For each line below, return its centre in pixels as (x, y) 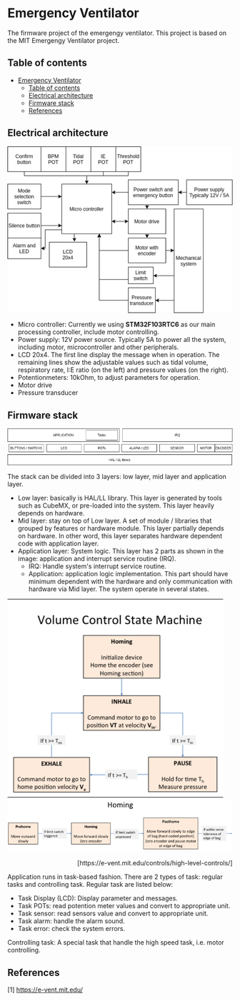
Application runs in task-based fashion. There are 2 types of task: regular (115, 877)
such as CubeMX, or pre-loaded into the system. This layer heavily (116, 505)
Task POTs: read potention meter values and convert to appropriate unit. (124, 906)
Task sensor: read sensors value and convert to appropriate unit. (113, 914)
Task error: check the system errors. (71, 929)
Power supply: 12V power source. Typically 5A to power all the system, (122, 340)
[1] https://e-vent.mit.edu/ (45, 990)
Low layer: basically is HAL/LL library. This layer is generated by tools (120, 498)
